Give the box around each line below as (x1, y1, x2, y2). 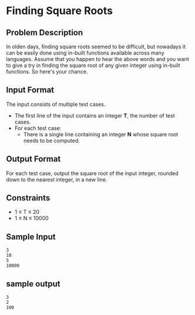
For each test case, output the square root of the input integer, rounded (6, 169, 179, 177)
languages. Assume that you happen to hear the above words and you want (6, 56, 189, 62)
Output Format (6, 154, 61, 164)
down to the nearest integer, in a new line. (6, 176, 107, 183)
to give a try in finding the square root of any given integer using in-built (6, 62, 180, 69)
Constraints (6, 193, 51, 203)
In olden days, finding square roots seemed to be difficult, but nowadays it (6, 43, 186, 50)
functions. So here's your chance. (6, 68, 88, 75)
